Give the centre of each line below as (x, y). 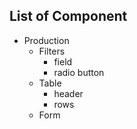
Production (46, 40)
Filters (52, 51)
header (68, 93)
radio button (79, 72)
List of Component (68, 16)
